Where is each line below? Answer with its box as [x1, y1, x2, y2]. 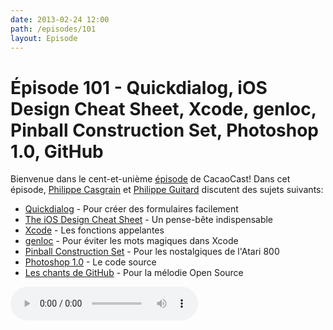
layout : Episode [10, 33, 78, 43]
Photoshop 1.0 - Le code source [24, 256, 157, 268]
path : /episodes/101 [10, 24, 97, 34]
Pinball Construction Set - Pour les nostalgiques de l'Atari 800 [24, 246, 280, 258]
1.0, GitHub [10, 140, 104, 163]
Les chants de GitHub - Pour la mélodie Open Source [24, 267, 244, 279]
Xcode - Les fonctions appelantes [24, 224, 165, 236]
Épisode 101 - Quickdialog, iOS [10, 76, 268, 99]
